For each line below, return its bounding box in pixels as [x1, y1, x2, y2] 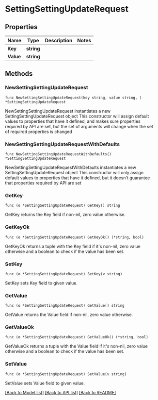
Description [45, 37, 73, 44]
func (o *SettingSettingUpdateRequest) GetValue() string [5, 303, 125, 308]
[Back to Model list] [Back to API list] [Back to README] [5, 389, 116, 395]
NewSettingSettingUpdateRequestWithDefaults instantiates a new [5, 164, 137, 170]
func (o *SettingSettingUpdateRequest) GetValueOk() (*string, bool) [5, 335, 149, 340]
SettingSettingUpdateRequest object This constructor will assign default [5, 113, 149, 119]
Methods [5, 69, 33, 78]
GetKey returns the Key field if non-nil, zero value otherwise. [5, 212, 126, 217]
